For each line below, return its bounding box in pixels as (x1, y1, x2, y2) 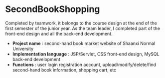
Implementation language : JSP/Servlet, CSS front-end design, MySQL (12, 51, 160, 57)
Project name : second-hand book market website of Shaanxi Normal (12, 40, 156, 46)
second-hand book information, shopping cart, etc (12, 66, 117, 73)
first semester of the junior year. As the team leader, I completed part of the (5, 25, 161, 31)
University (12, 45, 34, 51)
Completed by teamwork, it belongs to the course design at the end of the (5, 20, 157, 26)
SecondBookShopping (5, 3, 100, 15)
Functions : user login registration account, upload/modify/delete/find (12, 61, 156, 67)
